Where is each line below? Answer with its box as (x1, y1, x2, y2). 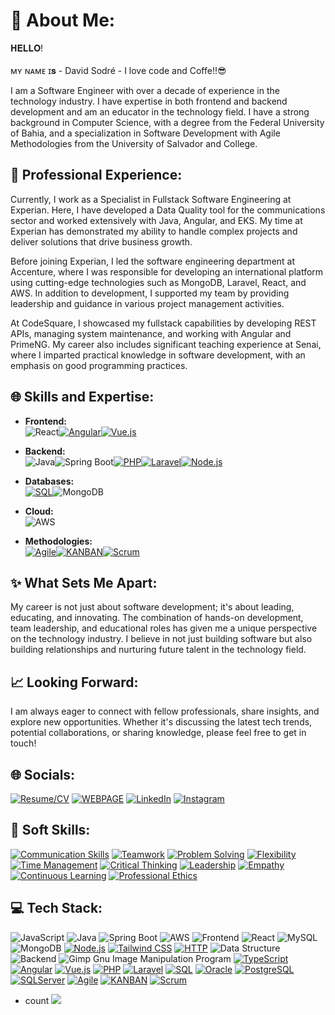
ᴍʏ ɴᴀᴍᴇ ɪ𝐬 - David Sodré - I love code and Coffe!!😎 (10, 64, 227, 76)
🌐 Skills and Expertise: (10, 389, 155, 406)
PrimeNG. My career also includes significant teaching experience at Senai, (10, 338, 322, 350)
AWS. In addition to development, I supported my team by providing (10, 287, 290, 299)
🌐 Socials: (10, 766, 76, 783)
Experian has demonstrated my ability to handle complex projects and (10, 225, 298, 237)
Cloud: (24, 505, 54, 517)
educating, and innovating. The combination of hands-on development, (10, 612, 304, 624)
